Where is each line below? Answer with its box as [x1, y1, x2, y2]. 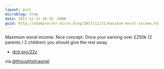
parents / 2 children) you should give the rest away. [5, 40, 108, 46]
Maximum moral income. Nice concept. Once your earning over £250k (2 [5, 34, 152, 40]
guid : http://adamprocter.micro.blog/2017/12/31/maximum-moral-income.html [5, 21, 163, 26]
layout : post [5, 7, 32, 12]
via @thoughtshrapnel [5, 58, 50, 64]
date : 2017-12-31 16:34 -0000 [5, 16, 67, 21]
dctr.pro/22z [12, 49, 38, 55]
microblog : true [5, 12, 38, 17]
